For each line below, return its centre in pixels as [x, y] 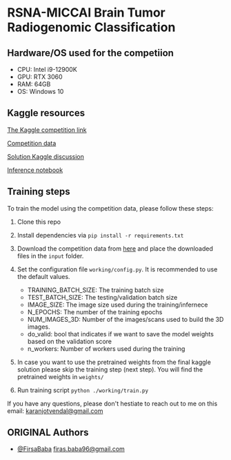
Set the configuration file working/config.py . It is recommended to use [117, 269]
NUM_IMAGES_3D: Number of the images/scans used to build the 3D [125, 319]
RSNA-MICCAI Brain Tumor [86, 13]
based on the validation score [70, 341]
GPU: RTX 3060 [40, 77]
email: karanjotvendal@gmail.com [55, 411]
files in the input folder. [50, 256]
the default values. [43, 276]
